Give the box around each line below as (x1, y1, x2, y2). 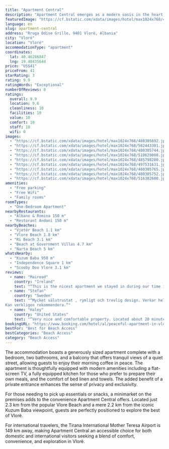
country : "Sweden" (14, 293, 53, 298)
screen (5, 370, 20, 376)
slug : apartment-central (5, 26, 57, 31)
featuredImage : (5, 17, 37, 22)
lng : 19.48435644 (10, 59, 46, 64)
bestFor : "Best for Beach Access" (5, 326, 78, 331)
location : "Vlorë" (5, 40, 44, 45)
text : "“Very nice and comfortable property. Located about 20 (14, 316, 150, 322)
